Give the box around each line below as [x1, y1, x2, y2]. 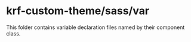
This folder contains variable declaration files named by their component [6, 24, 185, 31]
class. [6, 30, 21, 37]
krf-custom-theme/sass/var [6, 4, 150, 18]
